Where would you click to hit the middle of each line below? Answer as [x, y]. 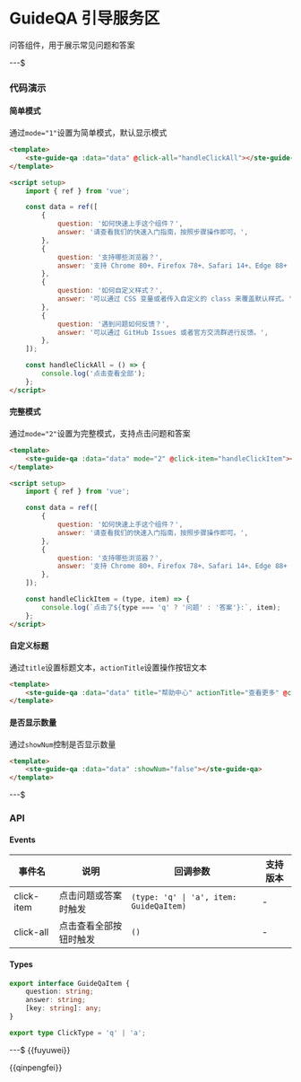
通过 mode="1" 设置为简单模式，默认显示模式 [88, 133]
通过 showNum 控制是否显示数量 [63, 744]
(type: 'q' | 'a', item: [184, 897]
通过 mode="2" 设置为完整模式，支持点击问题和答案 [100, 433]
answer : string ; [56, 1000]
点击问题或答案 [90, 896]
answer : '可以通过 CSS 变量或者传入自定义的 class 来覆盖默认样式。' [175, 299]
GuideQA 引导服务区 [85, 18]
